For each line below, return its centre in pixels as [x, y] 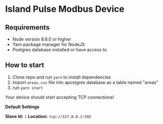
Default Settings [22, 107]
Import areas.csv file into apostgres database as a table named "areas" [85, 82]
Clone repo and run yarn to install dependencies [62, 77]
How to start [25, 65]
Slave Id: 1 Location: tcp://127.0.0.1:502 [48, 116]
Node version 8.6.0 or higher [42, 39]
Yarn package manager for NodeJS [48, 44]
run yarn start [28, 87]
